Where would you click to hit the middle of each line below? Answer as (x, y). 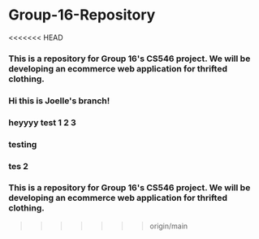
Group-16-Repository (82, 15)
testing (23, 144)
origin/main (169, 226)
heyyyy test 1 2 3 (43, 122)
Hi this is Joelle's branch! (59, 101)
